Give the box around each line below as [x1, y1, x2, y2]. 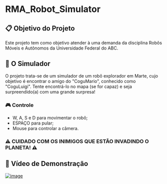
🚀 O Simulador [5, 59, 51, 68]
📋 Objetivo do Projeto [5, 24, 75, 32]
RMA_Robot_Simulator [5, 3, 101, 15]
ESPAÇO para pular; [12, 120, 54, 126]
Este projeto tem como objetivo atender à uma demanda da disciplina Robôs [5, 40, 162, 45]
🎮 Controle [5, 101, 34, 108]
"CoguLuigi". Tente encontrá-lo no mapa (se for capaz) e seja [5, 83, 132, 89]
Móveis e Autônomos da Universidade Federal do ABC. [5, 45, 118, 51]
